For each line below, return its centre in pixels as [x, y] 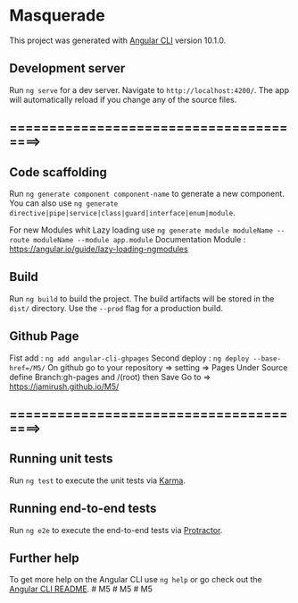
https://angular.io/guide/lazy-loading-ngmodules [99, 249]
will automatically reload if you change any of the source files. [123, 99]
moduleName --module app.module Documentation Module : [139, 239]
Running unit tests [61, 459]
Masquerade [57, 16]
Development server [67, 68]
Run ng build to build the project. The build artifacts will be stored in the [142, 298]
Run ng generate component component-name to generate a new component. [147, 193]
